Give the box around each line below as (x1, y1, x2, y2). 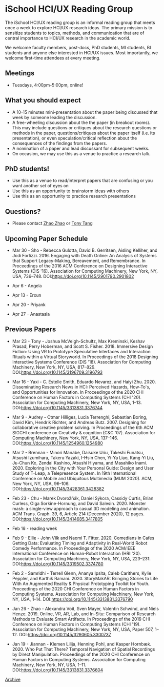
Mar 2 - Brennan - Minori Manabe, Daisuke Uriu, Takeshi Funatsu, (12, 449, 144, 455)
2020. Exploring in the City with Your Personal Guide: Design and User (12, 465, 154, 471)
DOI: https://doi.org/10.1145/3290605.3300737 (19, 631, 111, 637)
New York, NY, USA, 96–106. (12, 481, 70, 486)
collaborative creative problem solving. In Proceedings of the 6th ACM (12, 424, 154, 430)
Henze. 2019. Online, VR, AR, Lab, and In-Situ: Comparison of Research (12, 611, 156, 617)
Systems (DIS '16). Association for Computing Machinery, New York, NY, (12, 268, 158, 274)
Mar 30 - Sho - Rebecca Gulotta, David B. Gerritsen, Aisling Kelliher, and (12, 247, 158, 253)
